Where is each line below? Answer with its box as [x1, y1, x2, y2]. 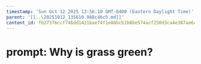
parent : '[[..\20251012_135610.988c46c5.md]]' [6, 14, 124, 20]
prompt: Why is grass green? [6, 45, 154, 59]
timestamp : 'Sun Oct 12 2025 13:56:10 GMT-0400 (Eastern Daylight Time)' [6, 8, 194, 15]
